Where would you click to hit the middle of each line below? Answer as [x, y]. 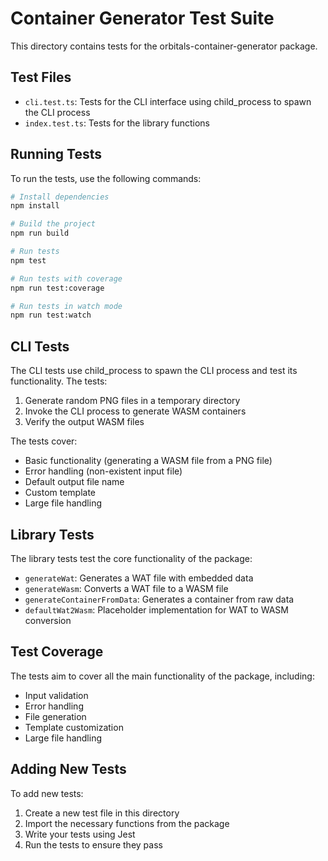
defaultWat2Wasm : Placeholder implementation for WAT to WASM [156, 609]
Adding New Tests [68, 769]
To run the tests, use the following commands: [106, 178]
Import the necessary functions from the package [127, 823]
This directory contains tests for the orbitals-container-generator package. [164, 46]
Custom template [60, 493]
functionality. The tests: [59, 381]
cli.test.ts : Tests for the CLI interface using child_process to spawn [168, 101]
